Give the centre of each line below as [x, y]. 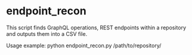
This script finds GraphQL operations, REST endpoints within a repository [96, 27]
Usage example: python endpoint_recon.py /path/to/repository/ [84, 45]
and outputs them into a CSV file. [47, 33]
